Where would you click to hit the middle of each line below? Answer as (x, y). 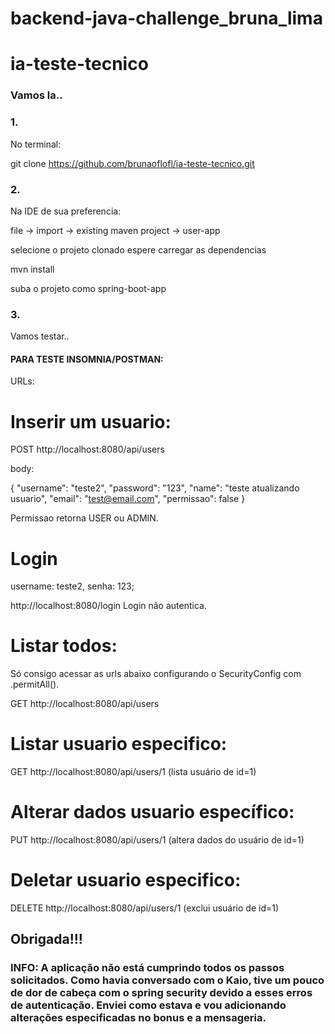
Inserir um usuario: (91, 421)
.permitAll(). (35, 684)
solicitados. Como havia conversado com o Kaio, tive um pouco (167, 980)
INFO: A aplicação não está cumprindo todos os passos (147, 968)
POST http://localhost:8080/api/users (87, 449)
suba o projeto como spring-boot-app (88, 288)
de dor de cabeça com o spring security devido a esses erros (161, 993)
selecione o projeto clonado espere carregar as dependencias (138, 249)
